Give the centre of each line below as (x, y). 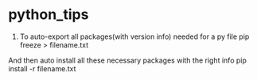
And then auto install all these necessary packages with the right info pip (127, 60)
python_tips (49, 15)
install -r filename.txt (42, 68)
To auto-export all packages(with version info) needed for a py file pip (134, 36)
